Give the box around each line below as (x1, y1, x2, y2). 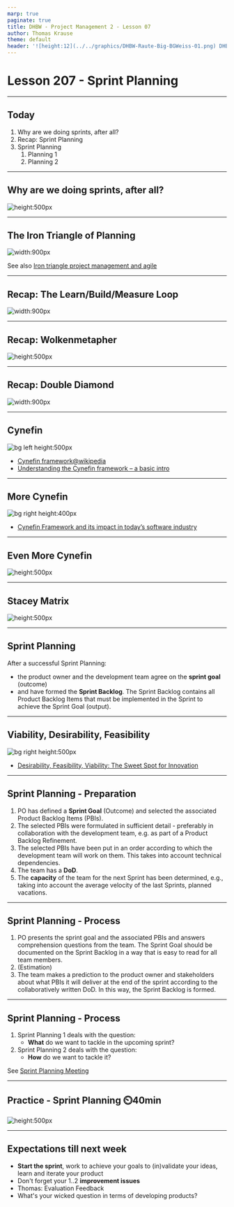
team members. (17, 955, 63, 964)
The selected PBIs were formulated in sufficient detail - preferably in (17, 821, 214, 830)
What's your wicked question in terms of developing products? (17, 1191, 198, 1199)
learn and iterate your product (17, 1169, 104, 1178)
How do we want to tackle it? (27, 1053, 111, 1062)
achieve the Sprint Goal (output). (17, 702, 111, 710)
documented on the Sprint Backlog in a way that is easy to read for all (17, 948, 217, 957)
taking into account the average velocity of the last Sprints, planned (17, 881, 212, 889)
